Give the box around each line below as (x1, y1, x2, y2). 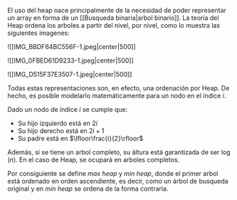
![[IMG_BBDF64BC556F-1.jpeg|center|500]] (7, 43, 137, 51)
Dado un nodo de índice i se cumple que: (7, 105, 128, 113)
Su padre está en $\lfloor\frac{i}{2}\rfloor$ (17, 135, 144, 142)
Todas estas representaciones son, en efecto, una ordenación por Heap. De (7, 84, 230, 92)
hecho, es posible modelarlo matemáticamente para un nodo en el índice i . (7, 92, 226, 100)
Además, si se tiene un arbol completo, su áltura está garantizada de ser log (7, 148, 231, 156)
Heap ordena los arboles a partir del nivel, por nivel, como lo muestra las (7, 21, 221, 29)
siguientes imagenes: (7, 28, 70, 37)
